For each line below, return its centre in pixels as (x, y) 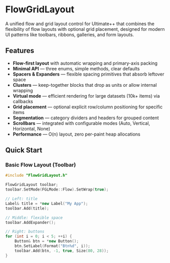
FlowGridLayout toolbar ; (32, 185)
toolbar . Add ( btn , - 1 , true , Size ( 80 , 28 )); (62, 251)
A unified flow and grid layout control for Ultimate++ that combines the (80, 24)
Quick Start (24, 150)
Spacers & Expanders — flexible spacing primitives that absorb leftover (89, 74)
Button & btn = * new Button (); (47, 241)
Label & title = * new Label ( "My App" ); (47, 203)
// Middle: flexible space (34, 218)
